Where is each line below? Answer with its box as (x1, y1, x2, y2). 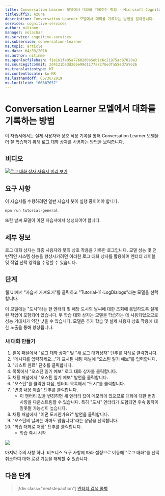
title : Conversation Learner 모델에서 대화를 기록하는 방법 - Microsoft (5, 7, 144, 12)
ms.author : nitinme (5, 53, 45, 58)
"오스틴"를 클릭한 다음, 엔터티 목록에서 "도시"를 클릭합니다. (12, 381, 125, 387)
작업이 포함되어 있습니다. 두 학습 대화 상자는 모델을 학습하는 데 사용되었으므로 (10, 312, 159, 318)
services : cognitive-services (5, 21, 67, 26)
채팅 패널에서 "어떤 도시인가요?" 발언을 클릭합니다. (12, 411, 110, 417)
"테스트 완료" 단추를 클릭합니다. (12, 362, 73, 368)
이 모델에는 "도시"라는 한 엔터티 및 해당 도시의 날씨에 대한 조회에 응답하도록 (5, 306, 149, 311)
